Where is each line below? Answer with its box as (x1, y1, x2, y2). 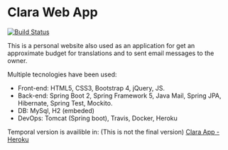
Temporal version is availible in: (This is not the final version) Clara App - (7, 127, 220, 136)
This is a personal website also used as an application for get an (7, 41, 195, 50)
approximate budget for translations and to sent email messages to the (7, 49, 215, 57)
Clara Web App (7, 4, 98, 21)
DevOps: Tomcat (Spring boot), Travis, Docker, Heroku (17, 114, 178, 122)
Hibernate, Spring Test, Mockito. (17, 98, 113, 107)
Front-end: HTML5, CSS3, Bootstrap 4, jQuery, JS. (17, 83, 165, 92)
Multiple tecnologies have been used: (7, 70, 117, 79)
